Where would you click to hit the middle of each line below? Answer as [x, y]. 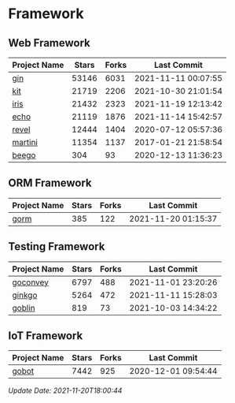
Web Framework [49, 43]
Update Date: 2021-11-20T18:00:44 [65, 390]
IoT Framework [46, 336]
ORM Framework [50, 183]
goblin [24, 308]
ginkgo [25, 295]
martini [25, 142]
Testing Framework [57, 246]
